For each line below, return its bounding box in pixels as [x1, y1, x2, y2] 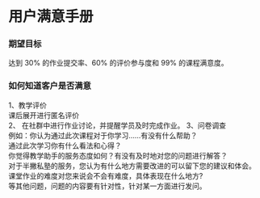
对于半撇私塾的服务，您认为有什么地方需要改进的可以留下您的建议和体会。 [8, 161, 256, 171]
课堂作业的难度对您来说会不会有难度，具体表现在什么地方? [8, 171, 203, 180]
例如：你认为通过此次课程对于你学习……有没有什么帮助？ [8, 130, 198, 140]
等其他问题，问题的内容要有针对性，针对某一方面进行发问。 [8, 181, 207, 191]
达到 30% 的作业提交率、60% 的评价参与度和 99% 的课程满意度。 [8, 58, 229, 68]
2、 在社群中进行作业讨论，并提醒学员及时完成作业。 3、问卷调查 [8, 120, 227, 130]
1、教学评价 [8, 100, 47, 110]
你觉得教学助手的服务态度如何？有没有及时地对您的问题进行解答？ [8, 150, 228, 160]
